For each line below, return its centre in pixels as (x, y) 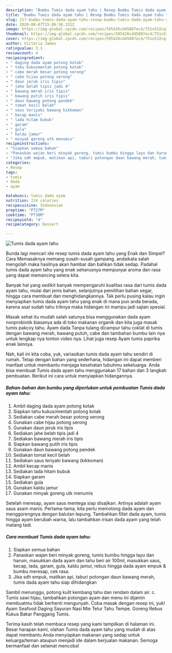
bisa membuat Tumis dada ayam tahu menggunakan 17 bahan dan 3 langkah (86, 370)
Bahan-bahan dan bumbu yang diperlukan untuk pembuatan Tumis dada (85, 387)
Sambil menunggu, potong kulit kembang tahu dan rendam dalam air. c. (81, 592)
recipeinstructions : (28, 144)
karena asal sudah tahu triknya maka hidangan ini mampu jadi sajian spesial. (86, 307)
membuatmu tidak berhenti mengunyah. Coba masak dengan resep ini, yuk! (85, 603)
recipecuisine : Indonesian (34, 205)
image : (13, 29)
